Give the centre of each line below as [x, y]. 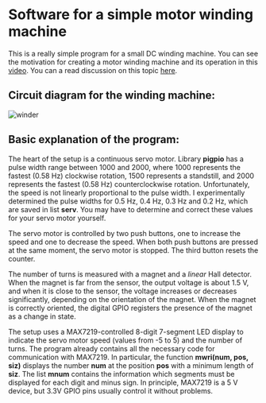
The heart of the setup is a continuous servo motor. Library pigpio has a [126, 159]
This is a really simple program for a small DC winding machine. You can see [133, 53]
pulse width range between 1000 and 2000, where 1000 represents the [124, 167]
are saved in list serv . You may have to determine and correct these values [131, 209]
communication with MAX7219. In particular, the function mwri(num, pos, [128, 357]
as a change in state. [42, 316]
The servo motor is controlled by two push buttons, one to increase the [124, 233]
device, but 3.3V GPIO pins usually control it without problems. [110, 390]
